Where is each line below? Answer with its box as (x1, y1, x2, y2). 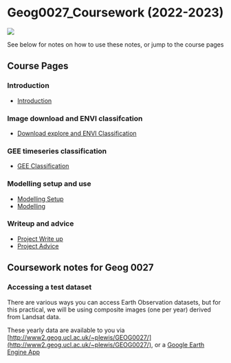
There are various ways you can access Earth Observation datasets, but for (7, 298, 221, 306)
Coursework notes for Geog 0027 (7, 262, 154, 274)
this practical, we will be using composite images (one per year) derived (7, 305, 212, 314)
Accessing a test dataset (7, 283, 92, 292)
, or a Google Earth (151, 340, 205, 349)
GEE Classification (16, 162, 69, 170)
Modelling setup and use (7, 179, 91, 189)
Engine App (7, 348, 40, 356)
